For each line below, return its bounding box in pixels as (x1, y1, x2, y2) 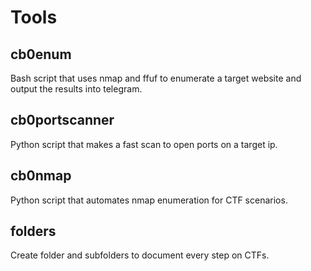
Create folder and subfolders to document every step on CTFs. (10, 249, 270, 261)
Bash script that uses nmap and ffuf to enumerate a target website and (10, 72, 302, 84)
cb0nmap (10, 167, 72, 185)
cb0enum (10, 46, 72, 63)
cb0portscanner (10, 112, 115, 129)
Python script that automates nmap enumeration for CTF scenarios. (10, 194, 288, 206)
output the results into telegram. (10, 83, 143, 95)
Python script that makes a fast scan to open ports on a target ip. (10, 138, 278, 150)
